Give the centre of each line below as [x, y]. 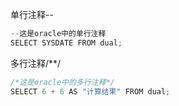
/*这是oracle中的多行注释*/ [62, 82]
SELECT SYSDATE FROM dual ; [66, 43]
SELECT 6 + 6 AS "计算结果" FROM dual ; [90, 91]
